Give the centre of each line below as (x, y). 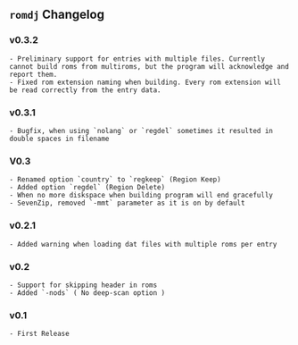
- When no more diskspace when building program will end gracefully (141, 196)
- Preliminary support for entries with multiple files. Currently (137, 59)
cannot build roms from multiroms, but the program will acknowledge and (149, 66)
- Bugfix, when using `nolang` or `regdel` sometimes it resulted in (141, 130)
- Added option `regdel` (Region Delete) (87, 188)
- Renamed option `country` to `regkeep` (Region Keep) (115, 180)
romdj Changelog (57, 15)
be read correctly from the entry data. (86, 90)
